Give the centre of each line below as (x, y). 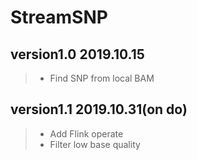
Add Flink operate (86, 133)
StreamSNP (59, 17)
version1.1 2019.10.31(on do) (99, 109)
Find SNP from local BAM (102, 78)
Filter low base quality (95, 144)
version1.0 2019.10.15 (77, 54)
